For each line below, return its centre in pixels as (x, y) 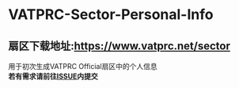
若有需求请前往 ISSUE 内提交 (53, 76)
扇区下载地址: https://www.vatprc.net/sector (119, 46)
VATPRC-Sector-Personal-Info (111, 15)
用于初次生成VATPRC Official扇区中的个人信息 (83, 66)
